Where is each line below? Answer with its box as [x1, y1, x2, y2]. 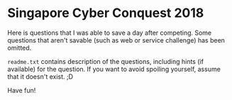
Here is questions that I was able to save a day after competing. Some [7, 28, 212, 37]
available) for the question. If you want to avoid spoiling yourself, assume [7, 65, 221, 73]
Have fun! [7, 86, 36, 94]
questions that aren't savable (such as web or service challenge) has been [7, 35, 226, 44]
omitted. [7, 43, 32, 52]
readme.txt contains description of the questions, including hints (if [7, 57, 204, 65]
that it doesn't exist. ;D [7, 72, 73, 81]
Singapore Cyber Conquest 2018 [7, 5, 204, 21]
